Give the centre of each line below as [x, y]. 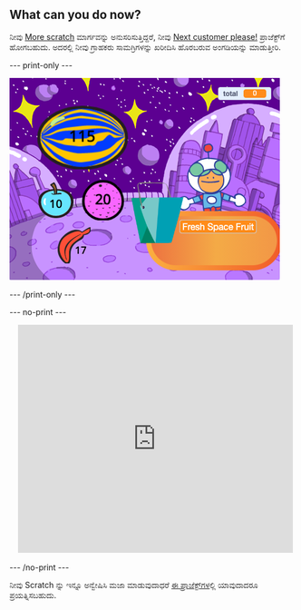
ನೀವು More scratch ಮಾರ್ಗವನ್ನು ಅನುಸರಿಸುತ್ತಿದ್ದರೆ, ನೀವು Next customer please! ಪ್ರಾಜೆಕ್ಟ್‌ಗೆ [147, 36]
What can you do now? [76, 15]
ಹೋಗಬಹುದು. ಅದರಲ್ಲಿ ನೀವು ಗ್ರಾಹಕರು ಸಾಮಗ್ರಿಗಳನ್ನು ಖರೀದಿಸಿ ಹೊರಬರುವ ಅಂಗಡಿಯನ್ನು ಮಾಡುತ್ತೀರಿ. [145, 47]
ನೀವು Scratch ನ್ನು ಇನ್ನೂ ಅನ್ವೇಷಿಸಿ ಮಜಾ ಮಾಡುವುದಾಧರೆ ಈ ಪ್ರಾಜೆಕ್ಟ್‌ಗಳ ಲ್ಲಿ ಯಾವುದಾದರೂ [134, 585]
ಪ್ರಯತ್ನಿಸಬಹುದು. [33, 595]
